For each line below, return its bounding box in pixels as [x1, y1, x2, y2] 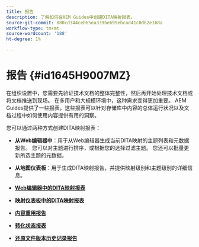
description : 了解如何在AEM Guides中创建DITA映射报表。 [6, 14, 135, 20]
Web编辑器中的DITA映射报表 [14, 184, 86, 191]
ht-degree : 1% [6, 36, 41, 42]
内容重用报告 [14, 209, 46, 216]
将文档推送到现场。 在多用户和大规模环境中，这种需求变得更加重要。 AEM [6, 97, 187, 104]
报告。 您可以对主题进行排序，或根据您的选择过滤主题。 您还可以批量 [14, 144, 184, 151]
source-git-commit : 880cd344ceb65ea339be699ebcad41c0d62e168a [6, 20, 163, 25]
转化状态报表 [14, 222, 46, 229]
